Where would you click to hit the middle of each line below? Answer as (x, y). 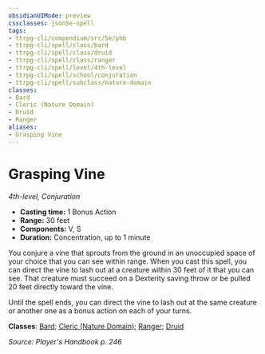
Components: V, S (50, 229)
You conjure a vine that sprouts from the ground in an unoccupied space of (132, 253)
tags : (17, 30)
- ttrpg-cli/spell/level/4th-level (67, 68)
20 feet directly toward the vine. (61, 286)
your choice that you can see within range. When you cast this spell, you (128, 261)
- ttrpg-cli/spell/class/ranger (62, 61)
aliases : (23, 127)
